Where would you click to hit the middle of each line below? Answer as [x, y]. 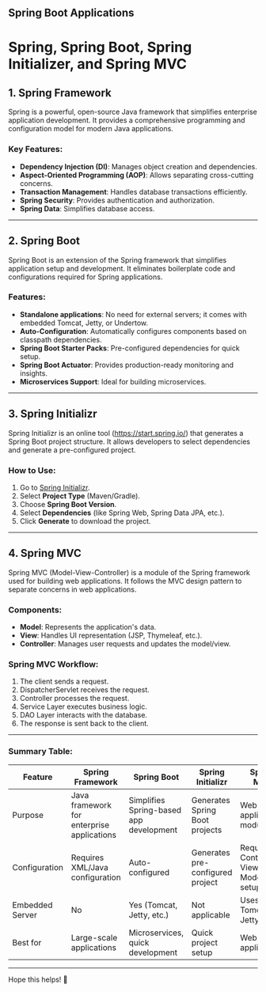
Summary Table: [41, 752]
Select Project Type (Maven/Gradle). [80, 496]
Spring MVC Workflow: [53, 664]
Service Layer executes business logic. [84, 706]
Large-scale [94, 937]
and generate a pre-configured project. [72, 449]
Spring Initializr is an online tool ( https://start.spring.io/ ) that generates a [126, 433]
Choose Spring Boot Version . [68, 504]
